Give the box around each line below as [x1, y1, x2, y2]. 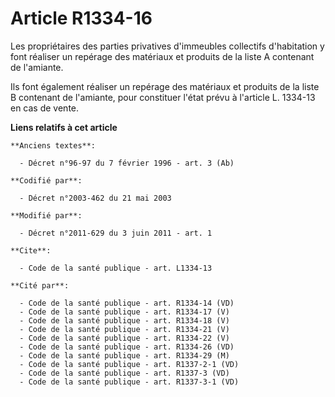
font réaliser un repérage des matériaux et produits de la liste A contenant [10, 50, 315, 62]
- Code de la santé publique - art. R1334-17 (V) [19, 307, 230, 317]
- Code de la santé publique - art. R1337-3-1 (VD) [19, 377, 240, 387]
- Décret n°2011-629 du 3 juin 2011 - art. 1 [19, 228, 213, 238]
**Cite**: [10, 245, 52, 256]
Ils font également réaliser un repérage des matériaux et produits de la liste [10, 80, 320, 92]
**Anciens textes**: [10, 140, 97, 151]
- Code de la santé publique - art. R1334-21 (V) [19, 324, 230, 334]
